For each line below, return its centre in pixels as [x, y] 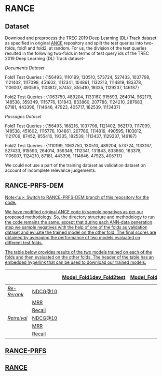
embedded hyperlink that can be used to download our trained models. [75, 262]
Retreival [17, 318]
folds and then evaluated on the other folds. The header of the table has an [80, 257]
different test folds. [24, 242]
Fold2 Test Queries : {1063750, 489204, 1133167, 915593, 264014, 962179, [79, 97]
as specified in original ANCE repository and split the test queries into [74, 43]
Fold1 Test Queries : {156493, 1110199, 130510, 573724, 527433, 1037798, [78, 77]
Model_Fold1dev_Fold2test [94, 277]
